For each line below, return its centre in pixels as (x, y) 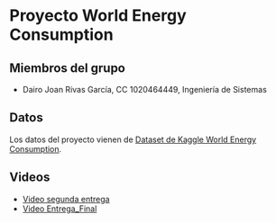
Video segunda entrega (66, 199)
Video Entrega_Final (60, 209)
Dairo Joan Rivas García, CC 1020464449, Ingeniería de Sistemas (145, 89)
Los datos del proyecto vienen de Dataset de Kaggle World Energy (133, 139)
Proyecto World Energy (98, 16)
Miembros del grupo (68, 68)
